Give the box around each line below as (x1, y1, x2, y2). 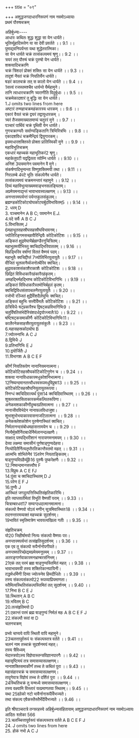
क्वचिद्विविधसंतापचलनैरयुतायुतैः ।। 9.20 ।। (5, 288, 76, 293)
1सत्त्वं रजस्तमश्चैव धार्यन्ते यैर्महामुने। (5, 84, 60, 90)
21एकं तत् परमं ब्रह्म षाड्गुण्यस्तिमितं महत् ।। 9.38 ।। (5, 560, 91, 566)
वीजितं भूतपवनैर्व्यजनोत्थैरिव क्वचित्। (5, 260, 60, 266)
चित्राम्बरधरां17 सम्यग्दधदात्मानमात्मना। (5, 501, 64, 507)
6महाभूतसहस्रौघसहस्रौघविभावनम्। (5, 227, 58, 233)
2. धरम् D (5, 205, 21, 211)
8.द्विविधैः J (5, 337, 22, 343)
